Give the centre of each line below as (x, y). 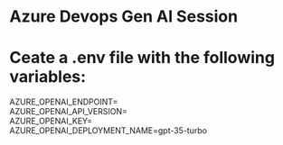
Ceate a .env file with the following (142, 58)
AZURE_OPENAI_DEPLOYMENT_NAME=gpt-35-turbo (108, 131)
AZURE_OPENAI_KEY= (51, 121)
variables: (48, 77)
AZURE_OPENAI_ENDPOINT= (64, 102)
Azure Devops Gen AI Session (123, 17)
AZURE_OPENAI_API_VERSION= (69, 112)
